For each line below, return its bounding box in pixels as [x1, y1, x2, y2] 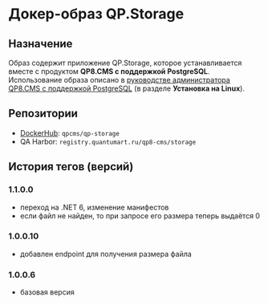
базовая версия [19, 287, 75, 297]
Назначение [8, 37, 73, 51]
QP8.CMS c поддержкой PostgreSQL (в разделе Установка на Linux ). [8, 83, 245, 93]
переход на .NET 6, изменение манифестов [19, 202, 169, 212]
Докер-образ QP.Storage [8, 5, 185, 23]
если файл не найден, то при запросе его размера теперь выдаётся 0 [19, 210, 261, 221]
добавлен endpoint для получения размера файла [19, 249, 193, 258]
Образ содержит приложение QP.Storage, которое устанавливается [8, 58, 242, 67]
